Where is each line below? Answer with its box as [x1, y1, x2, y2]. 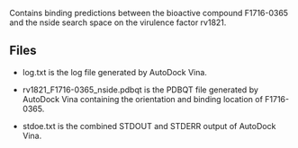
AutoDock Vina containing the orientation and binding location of [22, 93, 264, 104]
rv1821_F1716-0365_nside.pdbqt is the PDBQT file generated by [22, 84, 259, 95]
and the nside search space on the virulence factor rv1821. [9, 17, 227, 28]
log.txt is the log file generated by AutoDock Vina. [22, 66, 207, 77]
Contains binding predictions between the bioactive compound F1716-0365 [9, 8, 289, 18]
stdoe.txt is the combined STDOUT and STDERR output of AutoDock [22, 120, 276, 131]
